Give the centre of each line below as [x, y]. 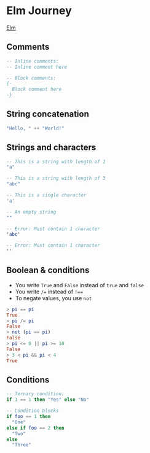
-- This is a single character [46, 195]
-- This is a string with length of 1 [56, 161]
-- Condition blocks [33, 411]
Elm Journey [39, 11]
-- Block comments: [31, 78]
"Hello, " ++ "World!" [35, 128]
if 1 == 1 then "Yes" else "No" [48, 400]
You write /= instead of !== [49, 292]
